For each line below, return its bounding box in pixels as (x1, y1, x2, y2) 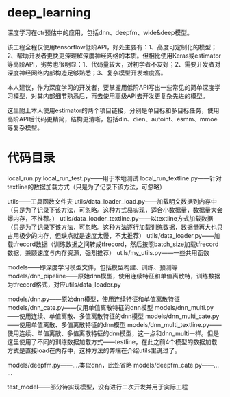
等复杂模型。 (7, 123, 43, 132)
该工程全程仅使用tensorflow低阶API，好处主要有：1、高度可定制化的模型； (7, 43, 218, 51)
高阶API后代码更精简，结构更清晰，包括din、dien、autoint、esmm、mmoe (7, 115, 218, 123)
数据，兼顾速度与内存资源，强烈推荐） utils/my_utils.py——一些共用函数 (7, 248, 210, 256)
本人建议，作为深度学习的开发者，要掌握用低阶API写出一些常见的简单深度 (7, 83, 215, 91)
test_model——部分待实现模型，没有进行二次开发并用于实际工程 (7, 383, 188, 391)
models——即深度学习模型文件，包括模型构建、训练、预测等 (7, 263, 178, 272)
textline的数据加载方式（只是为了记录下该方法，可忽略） (7, 182, 166, 191)
